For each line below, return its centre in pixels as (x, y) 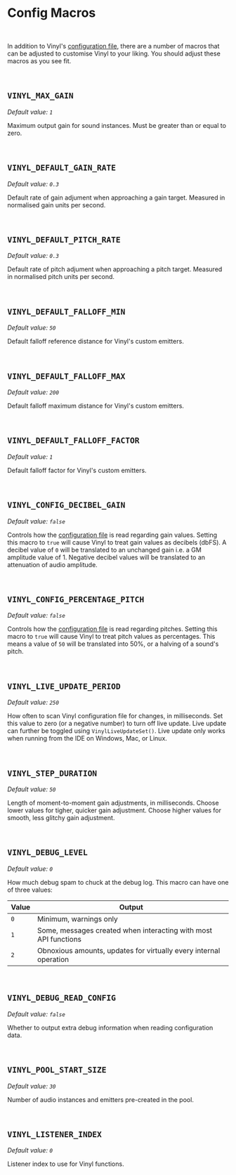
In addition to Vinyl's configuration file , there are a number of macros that (113, 46)
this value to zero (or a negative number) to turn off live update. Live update (117, 723)
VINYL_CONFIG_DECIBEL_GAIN (66, 505)
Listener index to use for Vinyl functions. (66, 1164)
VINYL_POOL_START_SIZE (57, 1070)
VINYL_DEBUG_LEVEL (47, 853)
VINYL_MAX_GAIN (40, 96)
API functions (60, 939)
